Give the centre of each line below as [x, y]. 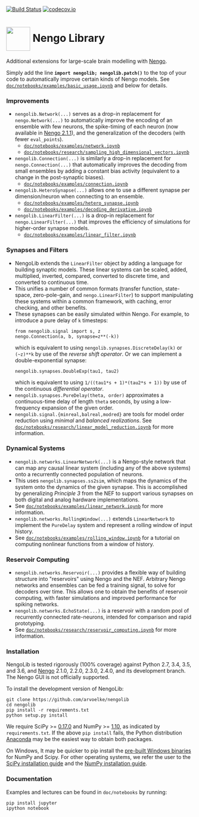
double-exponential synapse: [51, 360]
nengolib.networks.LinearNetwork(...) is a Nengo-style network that [100, 461]
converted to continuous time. [52, 282]
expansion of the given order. [77, 408]
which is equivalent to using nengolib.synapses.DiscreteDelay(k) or [98, 347]
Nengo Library [69, 38]
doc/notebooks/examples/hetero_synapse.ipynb [81, 203]
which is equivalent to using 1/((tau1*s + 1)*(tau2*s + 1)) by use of [100, 382]
